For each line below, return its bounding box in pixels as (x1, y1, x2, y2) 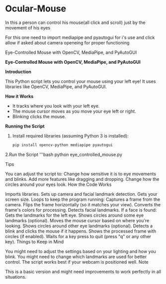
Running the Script (5, 123, 45, 129)
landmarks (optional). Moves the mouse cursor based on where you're (5, 217, 150, 223)
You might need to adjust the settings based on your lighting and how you (5, 248, 157, 254)
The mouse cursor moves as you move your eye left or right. (12, 108, 136, 114)
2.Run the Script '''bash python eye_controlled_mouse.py (5, 151, 123, 157)
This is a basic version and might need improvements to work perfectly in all (5, 269, 162, 275)
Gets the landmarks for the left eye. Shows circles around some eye (5, 212, 144, 218)
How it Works (5, 93, 34, 99)
